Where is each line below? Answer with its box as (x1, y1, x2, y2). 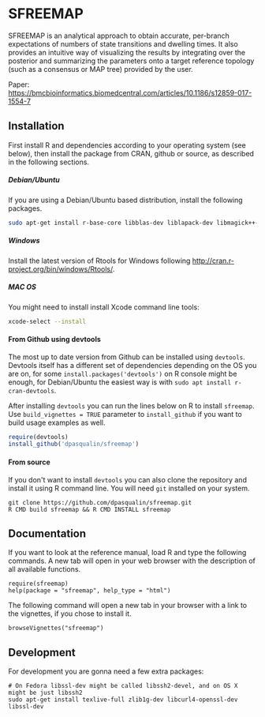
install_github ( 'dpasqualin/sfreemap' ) (8, 440, 140, 449)
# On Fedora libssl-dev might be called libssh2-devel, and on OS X (8, 682, 238, 690)
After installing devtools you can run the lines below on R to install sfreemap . (8, 400, 255, 411)
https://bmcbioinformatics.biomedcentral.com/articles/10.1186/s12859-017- (8, 88, 252, 97)
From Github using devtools (8, 335, 101, 343)
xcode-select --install (8, 317, 87, 325)
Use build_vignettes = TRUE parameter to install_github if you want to (8, 409, 242, 419)
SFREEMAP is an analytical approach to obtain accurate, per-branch (8, 31, 230, 40)
